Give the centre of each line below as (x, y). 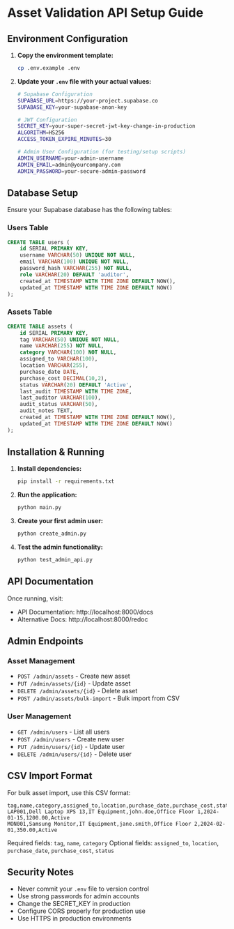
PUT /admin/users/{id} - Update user (71, 746)
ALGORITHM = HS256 (41, 133)
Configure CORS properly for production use (81, 911)
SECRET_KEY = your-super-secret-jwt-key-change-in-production (106, 126)
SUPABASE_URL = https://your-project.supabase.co (87, 100)
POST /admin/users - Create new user (71, 739)
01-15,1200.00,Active (39, 817)
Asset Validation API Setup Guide (106, 13)
